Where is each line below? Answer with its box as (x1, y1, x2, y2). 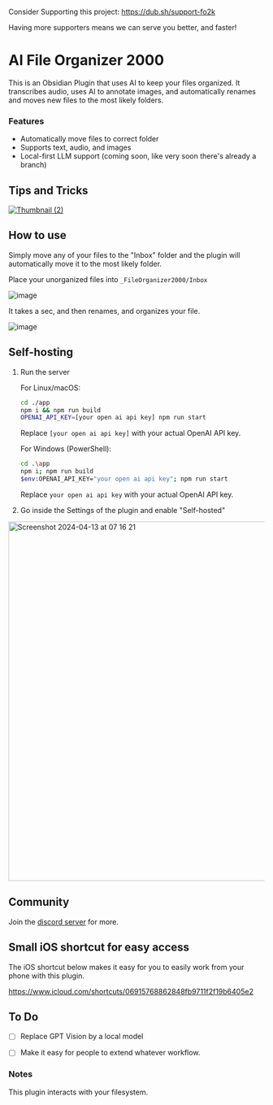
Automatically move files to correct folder (19, 134, 159, 144)
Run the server (19, 367, 71, 376)
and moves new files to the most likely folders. (8, 95, 164, 105)
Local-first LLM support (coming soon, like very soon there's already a (19, 151, 257, 161)
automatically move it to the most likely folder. (8, 259, 162, 268)
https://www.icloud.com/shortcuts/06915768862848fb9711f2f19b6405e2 (8, 986, 254, 996)
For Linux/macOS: (19, 382, 81, 393)
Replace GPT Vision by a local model (19, 1032, 144, 1042)
